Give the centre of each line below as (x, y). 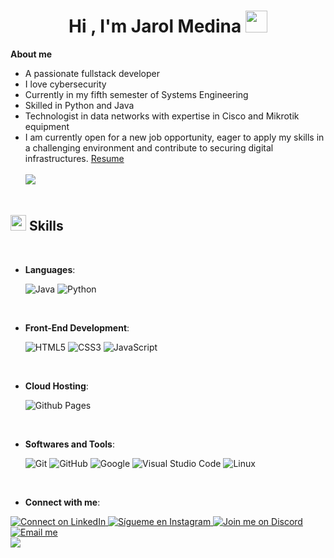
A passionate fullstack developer (92, 73)
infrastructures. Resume (74, 158)
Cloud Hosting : (56, 386)
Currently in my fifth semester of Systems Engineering (136, 94)
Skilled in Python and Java (79, 105)
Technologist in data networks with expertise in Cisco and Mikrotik (162, 116)
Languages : (50, 269)
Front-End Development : (77, 327)
